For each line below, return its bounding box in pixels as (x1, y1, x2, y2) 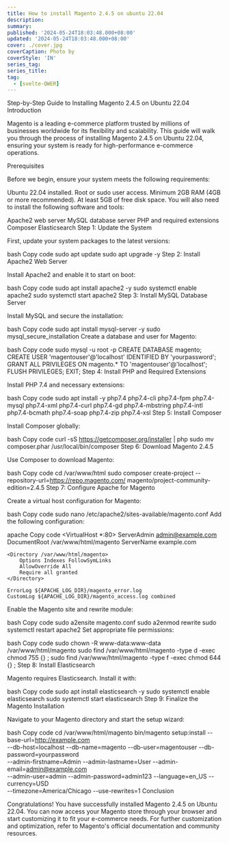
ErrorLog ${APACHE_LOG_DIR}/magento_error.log (7, 587, 142, 594)
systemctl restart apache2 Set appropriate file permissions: (7, 626, 174, 634)
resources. (7, 829, 38, 838)
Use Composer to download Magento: (7, 456, 115, 464)
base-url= (7, 736, 36, 744)
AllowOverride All (19, 563, 72, 570)
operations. (7, 149, 40, 157)
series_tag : (7, 61, 41, 68)
